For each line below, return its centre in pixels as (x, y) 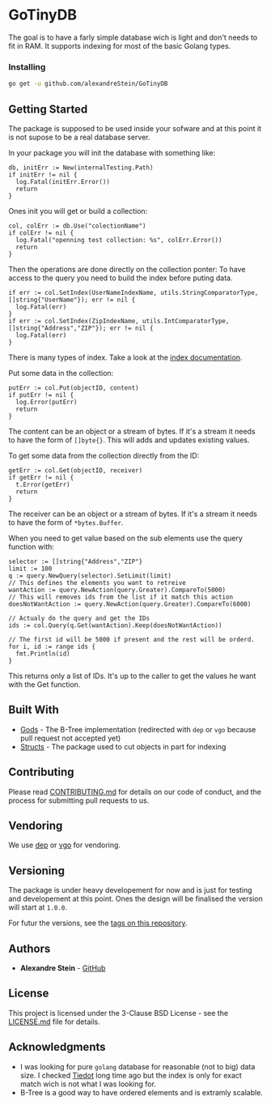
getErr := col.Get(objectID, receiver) (76, 470)
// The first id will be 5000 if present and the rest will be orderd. (131, 639)
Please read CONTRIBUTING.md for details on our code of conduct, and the (135, 791)
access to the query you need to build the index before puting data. (121, 278)
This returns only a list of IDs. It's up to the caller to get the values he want (132, 676)
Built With (34, 710)
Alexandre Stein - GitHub (63, 968)
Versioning (36, 870)
